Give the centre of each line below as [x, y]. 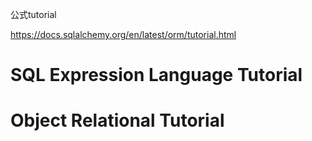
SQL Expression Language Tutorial [156, 75]
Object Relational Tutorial [117, 120]
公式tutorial [33, 14]
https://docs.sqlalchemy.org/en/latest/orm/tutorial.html [123, 34]
